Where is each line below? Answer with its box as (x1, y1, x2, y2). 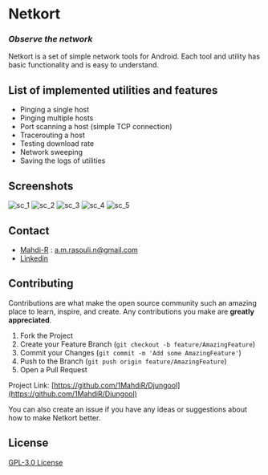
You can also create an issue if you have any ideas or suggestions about (8, 404, 247, 414)
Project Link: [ (8, 380, 55, 390)
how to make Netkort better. (8, 412, 101, 422)
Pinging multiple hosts (19, 113, 94, 123)
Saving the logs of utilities (19, 156, 106, 165)
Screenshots (8, 179, 74, 193)
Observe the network (8, 34, 93, 45)
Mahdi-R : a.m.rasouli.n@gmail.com (19, 245, 139, 254)
